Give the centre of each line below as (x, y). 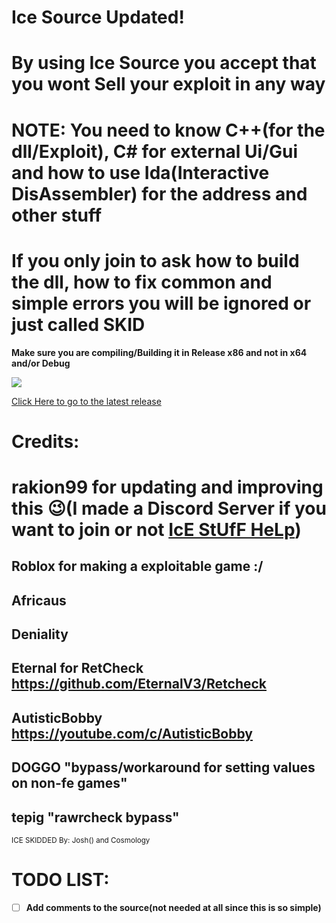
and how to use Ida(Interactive (140, 172)
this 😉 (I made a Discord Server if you (169, 508)
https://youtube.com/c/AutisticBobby (132, 733)
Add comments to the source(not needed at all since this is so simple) (173, 907)
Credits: (45, 441)
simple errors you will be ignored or (161, 303)
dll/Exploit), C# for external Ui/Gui (155, 151)
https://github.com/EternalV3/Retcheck (139, 684)
